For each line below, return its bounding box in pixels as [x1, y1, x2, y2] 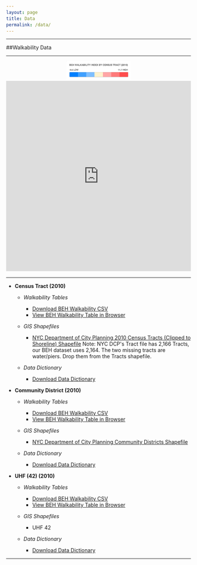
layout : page [6, 9, 38, 15]
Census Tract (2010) [14, 283, 66, 290]
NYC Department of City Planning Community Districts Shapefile [32, 439, 188, 446]
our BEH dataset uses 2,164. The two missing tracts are [32, 347, 166, 354]
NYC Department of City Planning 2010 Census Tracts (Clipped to [32, 334, 191, 341]
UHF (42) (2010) [14, 472, 55, 480]
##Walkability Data [6, 44, 52, 51]
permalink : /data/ [6, 22, 51, 28]
